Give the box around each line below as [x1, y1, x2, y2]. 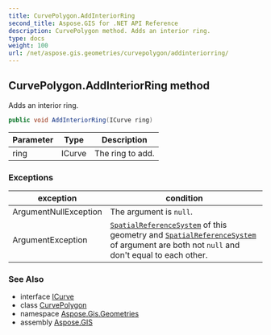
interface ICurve [19, 292, 74, 302]
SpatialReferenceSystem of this [110, 219, 227, 230]
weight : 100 [8, 42, 48, 50]
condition [165, 192, 203, 204]
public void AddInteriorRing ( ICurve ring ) [8, 116, 153, 124]
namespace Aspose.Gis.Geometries [19, 309, 140, 319]
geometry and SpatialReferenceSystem [110, 229, 256, 240]
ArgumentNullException [12, 206, 102, 217]
